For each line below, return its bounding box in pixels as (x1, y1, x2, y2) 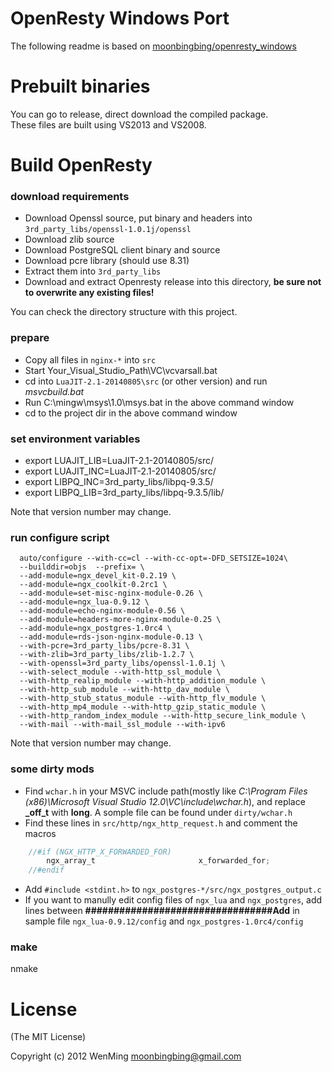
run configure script (10, 530, 110, 544)
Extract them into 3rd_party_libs (24, 265, 162, 277)
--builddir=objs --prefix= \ (19, 562, 145, 572)
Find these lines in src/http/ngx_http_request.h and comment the (24, 817, 298, 829)
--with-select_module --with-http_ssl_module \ (19, 667, 222, 677)
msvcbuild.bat (24, 385, 85, 397)
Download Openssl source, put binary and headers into (24, 212, 253, 224)
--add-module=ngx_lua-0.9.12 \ (19, 597, 150, 607)
